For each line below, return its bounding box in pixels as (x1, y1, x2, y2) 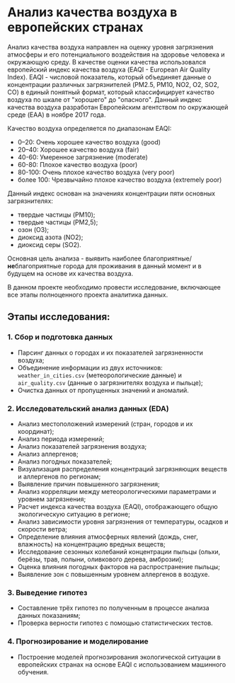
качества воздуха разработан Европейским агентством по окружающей (7, 103, 229, 111)
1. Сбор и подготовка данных (7, 332, 113, 342)
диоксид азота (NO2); (17, 233, 84, 241)
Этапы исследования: (7, 311, 110, 323)
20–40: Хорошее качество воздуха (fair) (17, 145, 139, 154)
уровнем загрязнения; (17, 495, 86, 503)
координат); (17, 427, 55, 435)
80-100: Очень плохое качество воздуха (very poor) (17, 168, 175, 176)
